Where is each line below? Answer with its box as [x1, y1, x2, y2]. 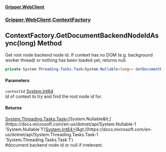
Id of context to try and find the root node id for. [5, 93, 102, 99]
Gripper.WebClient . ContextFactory [5, 16, 91, 23]
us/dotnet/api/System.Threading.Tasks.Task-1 [5, 131, 99, 137]
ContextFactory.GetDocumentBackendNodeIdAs [5, 31, 159, 39]
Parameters [5, 77, 30, 83]
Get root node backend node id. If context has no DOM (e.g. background [5, 52, 153, 58]
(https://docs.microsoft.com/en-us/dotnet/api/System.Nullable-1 [5, 121, 136, 127]
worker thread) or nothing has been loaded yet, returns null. [5, 57, 127, 63]
